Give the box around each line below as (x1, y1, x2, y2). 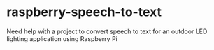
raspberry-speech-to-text (6, 4, 162, 20)
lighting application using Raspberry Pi (6, 34, 118, 42)
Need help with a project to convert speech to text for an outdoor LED (6, 27, 208, 35)
